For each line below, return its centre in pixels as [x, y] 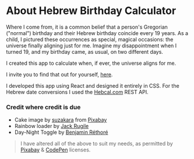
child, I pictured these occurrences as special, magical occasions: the [90, 39]
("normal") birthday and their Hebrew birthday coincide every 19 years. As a [97, 33]
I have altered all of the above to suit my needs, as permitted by [96, 144]
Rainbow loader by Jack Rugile [52, 126]
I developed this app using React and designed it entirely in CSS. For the [93, 85]
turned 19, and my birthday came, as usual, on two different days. [84, 51]
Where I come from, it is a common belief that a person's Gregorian [87, 27]
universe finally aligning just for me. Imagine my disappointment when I [91, 46]
